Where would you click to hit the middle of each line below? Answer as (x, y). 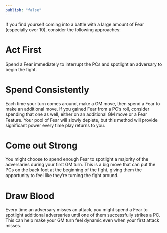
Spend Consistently (47, 90)
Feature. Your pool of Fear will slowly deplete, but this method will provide (81, 120)
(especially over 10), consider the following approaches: (63, 30)
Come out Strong (41, 145)
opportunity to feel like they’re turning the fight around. (62, 176)
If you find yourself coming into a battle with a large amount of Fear (75, 24)
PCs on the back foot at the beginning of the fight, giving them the (73, 170)
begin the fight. (21, 69)
